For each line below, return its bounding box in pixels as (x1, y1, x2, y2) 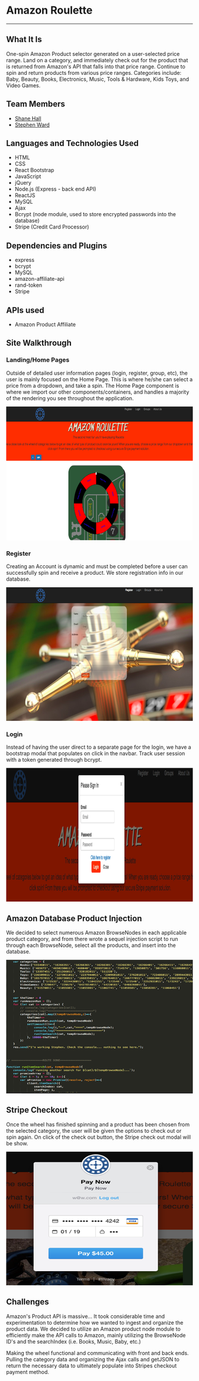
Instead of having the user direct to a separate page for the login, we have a (6, 743, 191, 751)
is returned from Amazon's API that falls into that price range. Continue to (6, 63, 185, 70)
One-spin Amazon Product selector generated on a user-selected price (6, 50, 180, 57)
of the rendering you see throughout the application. (6, 394, 134, 401)
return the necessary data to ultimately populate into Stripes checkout (6, 1362, 177, 1369)
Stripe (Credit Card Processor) (14, 223, 89, 230)
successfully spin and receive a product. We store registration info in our (6, 569, 184, 576)
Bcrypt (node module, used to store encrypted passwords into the (14, 211, 176, 218)
